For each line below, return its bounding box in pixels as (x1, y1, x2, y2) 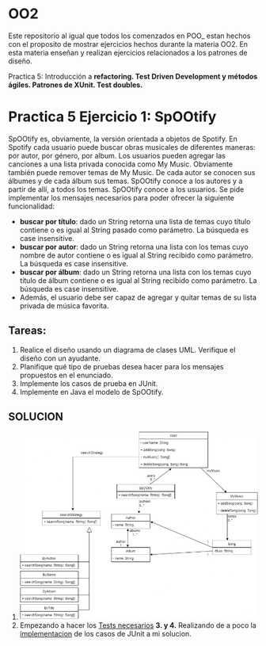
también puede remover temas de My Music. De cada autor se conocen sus (8, 167, 256, 177)
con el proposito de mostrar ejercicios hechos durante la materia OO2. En (8, 39, 248, 48)
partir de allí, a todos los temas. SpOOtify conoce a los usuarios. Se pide (8, 184, 245, 194)
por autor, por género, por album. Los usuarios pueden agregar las (8, 151, 226, 160)
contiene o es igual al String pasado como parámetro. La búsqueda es (19, 225, 249, 235)
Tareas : (8, 324, 47, 338)
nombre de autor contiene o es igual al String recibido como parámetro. (19, 250, 253, 260)
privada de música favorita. (19, 300, 109, 310)
